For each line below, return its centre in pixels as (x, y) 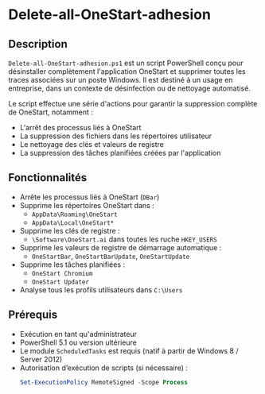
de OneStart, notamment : (51, 112)
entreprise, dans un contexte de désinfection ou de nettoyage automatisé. (129, 88)
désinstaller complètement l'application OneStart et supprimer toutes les (127, 71)
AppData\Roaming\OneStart (74, 214)
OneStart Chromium (62, 273)
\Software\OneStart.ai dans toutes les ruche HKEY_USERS (124, 239)
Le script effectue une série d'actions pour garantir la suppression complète (133, 104)
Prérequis (33, 315)
